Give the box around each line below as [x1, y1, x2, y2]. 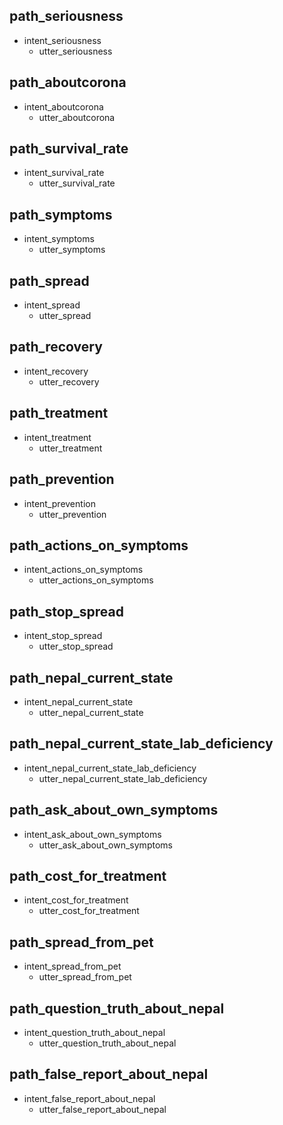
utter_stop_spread [38, 640, 114, 653]
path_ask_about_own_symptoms [9, 802, 219, 819]
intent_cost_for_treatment [23, 894, 129, 906]
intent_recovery [23, 365, 89, 377]
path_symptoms [9, 206, 113, 223]
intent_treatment [23, 431, 92, 443]
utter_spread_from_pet [38, 971, 132, 983]
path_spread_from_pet [9, 934, 154, 951]
